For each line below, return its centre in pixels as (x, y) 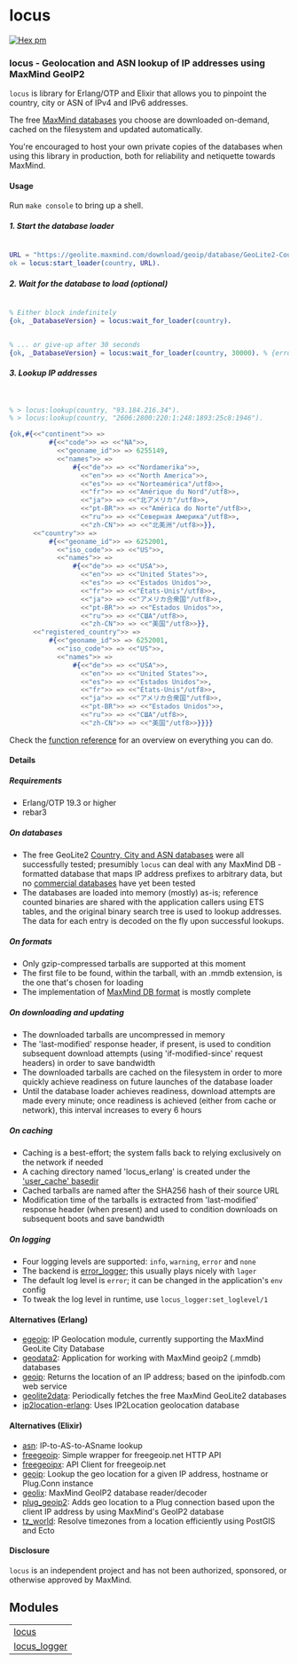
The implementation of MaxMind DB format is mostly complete (136, 992)
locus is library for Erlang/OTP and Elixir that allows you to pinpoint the (138, 93)
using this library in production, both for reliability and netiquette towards (142, 156)
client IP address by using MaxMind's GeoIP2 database (123, 1511)
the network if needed (63, 1163)
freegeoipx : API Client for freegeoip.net (94, 1464)
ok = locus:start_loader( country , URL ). (85, 264)
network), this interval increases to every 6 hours (112, 1110)
